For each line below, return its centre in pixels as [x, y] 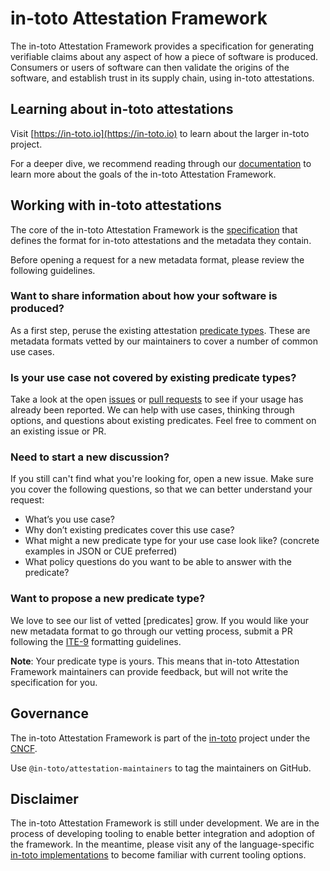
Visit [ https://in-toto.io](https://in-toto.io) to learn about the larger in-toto [160, 133]
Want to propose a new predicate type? [108, 599]
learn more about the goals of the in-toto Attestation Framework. [143, 174]
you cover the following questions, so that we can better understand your [161, 489]
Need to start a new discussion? [90, 457]
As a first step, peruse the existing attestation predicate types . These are [160, 330]
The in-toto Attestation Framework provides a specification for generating [162, 46]
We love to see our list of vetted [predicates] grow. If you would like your [160, 620]
